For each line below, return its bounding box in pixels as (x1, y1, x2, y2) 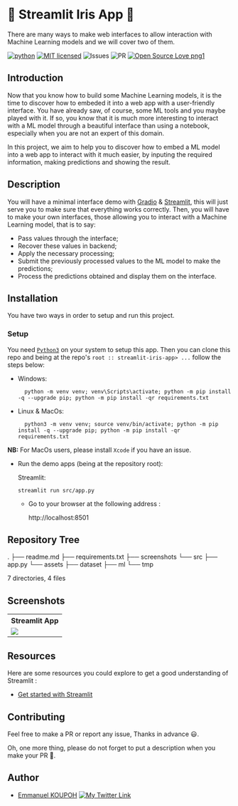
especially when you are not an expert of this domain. (7, 128, 165, 138)
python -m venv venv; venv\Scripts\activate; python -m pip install (24, 388, 232, 395)
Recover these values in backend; (17, 242, 117, 250)
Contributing (7, 711, 65, 723)
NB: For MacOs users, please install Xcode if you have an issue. (7, 445, 192, 454)
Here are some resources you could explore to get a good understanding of (7, 669, 229, 678)
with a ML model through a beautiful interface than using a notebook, (7, 121, 210, 130)
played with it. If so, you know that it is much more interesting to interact (7, 113, 219, 122)
